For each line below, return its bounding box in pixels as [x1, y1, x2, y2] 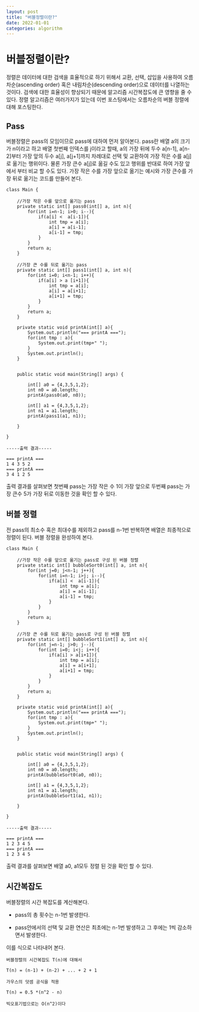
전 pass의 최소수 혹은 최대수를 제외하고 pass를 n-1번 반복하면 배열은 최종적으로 [6, 526, 191, 533]
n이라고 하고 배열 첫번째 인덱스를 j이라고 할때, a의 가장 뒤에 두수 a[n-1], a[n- [12, 145, 190, 152]
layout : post [6, 8, 39, 15]
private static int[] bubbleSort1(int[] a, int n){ [17, 636, 148, 642]
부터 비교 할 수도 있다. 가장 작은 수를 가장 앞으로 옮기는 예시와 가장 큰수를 [17, 167, 187, 175]
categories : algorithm [6, 25, 63, 32]
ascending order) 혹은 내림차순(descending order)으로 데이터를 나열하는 [17, 81, 190, 88]
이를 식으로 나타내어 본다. [6, 944, 66, 951]
